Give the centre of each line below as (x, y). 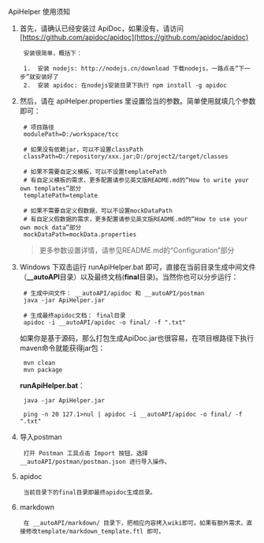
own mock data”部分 (50, 228)
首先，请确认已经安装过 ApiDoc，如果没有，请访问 (101, 28)
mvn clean (39, 363)
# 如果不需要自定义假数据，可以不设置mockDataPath (98, 211)
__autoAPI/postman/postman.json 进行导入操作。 (95, 462)
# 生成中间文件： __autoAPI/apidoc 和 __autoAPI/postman (114, 293)
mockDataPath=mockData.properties (80, 235)
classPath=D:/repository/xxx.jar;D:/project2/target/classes (126, 156)
